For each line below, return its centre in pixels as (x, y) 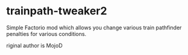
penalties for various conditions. (46, 33)
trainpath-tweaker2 (57, 11)
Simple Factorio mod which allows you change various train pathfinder (94, 27)
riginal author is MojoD (34, 45)
